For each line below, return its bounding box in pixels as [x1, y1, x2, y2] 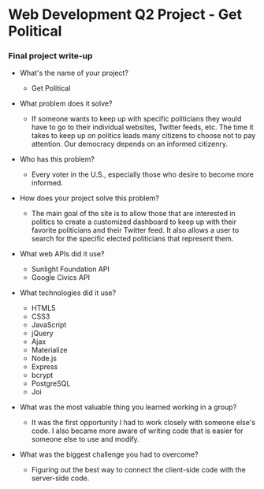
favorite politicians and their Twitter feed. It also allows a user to [31, 226, 240, 235]
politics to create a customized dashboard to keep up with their [31, 217, 237, 226]
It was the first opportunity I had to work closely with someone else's [31, 418, 256, 427]
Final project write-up [8, 50, 93, 62]
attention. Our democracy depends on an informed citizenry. [31, 140, 229, 149]
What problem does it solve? [19, 99, 113, 108]
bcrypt [31, 371, 54, 380]
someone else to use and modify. [31, 435, 139, 444]
